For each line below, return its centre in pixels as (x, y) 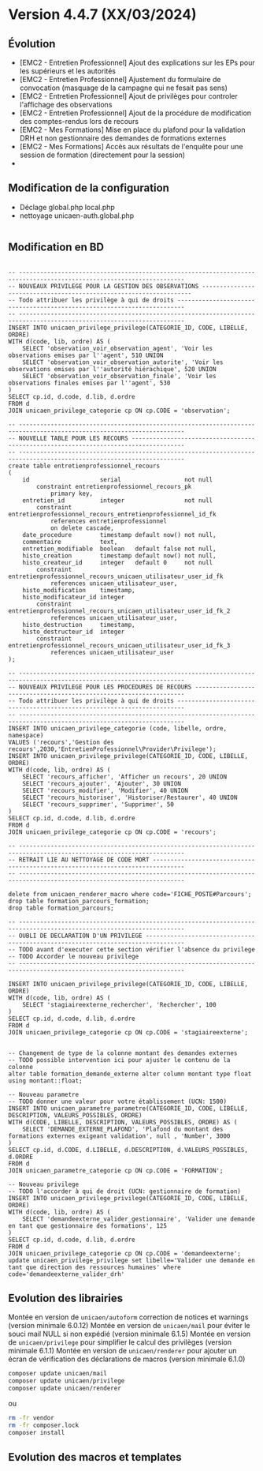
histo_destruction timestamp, (79, 625)
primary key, (71, 493)
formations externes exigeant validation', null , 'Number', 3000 (119, 1136)
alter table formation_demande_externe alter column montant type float (130, 1074)
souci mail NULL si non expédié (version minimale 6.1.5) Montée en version (130, 1334)
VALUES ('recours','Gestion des (61, 742)
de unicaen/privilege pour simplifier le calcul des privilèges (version (120, 1342)
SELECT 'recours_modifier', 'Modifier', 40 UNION (106, 790)
